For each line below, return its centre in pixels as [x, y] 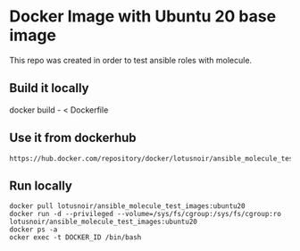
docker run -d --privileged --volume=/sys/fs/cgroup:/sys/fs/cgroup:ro [145, 214]
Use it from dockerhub [73, 138]
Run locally [41, 185]
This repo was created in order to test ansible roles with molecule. [131, 60]
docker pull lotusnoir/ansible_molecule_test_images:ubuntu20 [127, 206]
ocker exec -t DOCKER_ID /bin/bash [75, 238]
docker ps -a [33, 230]
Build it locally [49, 88]
